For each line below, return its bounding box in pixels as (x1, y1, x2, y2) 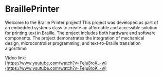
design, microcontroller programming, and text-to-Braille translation (5, 40, 141, 46)
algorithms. (5, 45, 28, 51)
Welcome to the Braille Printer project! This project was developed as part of (5, 19, 158, 25)
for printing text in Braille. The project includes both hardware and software (5, 30, 156, 36)
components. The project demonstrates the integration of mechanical (5, 35, 145, 41)
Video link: (5, 55, 26, 60)
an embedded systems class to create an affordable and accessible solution (5, 24, 158, 30)
